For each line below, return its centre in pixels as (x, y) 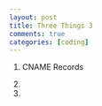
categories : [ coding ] (49, 42)
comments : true (37, 34)
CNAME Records (53, 67)
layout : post (33, 17)
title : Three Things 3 (51, 26)
